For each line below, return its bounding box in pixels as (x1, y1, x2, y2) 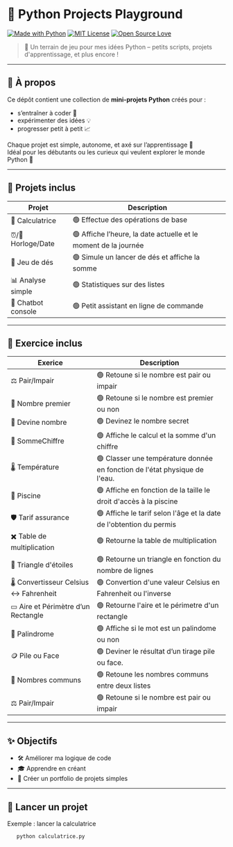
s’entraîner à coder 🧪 (17, 108, 78, 117)
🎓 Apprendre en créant (17, 764, 86, 773)
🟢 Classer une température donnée (96, 453, 214, 463)
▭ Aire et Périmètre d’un (10, 602, 90, 611)
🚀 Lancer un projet (7, 801, 88, 813)
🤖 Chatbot (10, 298, 44, 307)
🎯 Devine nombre (10, 417, 67, 427)
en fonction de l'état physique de (96, 465, 205, 475)
